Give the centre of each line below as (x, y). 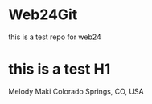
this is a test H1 (60, 69)
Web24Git (43, 15)
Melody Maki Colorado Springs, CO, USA (76, 91)
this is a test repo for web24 (55, 37)
